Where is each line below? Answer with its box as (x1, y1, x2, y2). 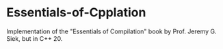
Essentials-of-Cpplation (6, 5, 146, 20)
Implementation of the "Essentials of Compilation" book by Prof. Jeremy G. (6, 27, 217, 35)
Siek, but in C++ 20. (6, 34, 63, 42)
